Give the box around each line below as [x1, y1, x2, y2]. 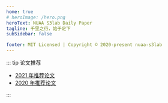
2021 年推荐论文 [14, 72, 55, 78]
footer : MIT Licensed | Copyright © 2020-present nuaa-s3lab [6, 42, 163, 48]
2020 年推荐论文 [14, 79, 56, 86]
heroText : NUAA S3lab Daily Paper [6, 20, 93, 26]
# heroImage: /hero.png [6, 14, 66, 20]
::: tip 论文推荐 [6, 59, 41, 66]
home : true [6, 8, 34, 15]
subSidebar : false [6, 31, 52, 37]
